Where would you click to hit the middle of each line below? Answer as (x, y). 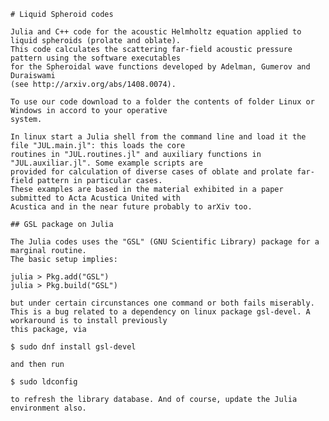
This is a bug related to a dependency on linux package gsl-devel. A (160, 312)
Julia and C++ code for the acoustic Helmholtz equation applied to (156, 32)
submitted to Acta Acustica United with (96, 198)
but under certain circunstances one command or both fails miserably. (162, 303)
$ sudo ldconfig (44, 382)
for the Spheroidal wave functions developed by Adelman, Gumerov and (160, 67)
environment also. (48, 408)
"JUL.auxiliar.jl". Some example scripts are (106, 163)
